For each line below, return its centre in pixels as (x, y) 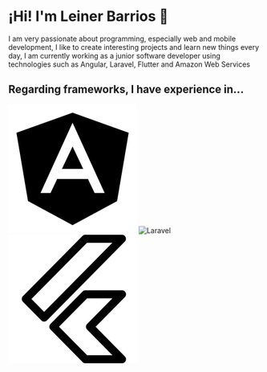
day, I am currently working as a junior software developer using (114, 55)
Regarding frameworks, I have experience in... (126, 90)
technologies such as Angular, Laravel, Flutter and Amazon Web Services (129, 64)
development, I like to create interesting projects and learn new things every (134, 47)
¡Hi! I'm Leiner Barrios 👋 (89, 16)
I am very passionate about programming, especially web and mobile (122, 39)
